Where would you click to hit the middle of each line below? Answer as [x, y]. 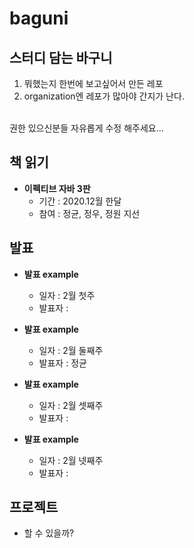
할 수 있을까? [49, 533]
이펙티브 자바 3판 [57, 188]
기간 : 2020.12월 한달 [80, 201]
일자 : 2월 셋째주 [71, 405]
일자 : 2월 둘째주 [71, 350]
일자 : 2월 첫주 [67, 295]
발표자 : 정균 [62, 363]
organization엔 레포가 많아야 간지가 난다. [104, 96]
